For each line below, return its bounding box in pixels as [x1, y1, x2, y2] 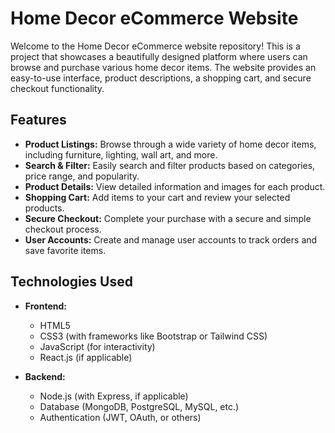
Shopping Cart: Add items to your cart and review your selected [24, 191, 291, 203]
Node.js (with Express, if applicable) [39, 390, 189, 402]
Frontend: [24, 300, 67, 312]
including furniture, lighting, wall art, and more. [24, 148, 218, 161]
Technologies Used [10, 273, 133, 291]
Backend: [24, 370, 66, 382]
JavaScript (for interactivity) [39, 340, 156, 352]
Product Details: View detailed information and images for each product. [24, 180, 326, 192]
